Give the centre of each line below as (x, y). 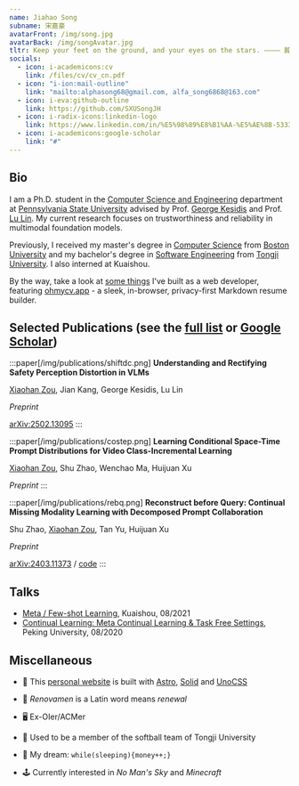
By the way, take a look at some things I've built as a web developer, (134, 280)
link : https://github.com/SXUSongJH (93, 109)
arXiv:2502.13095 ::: (46, 425)
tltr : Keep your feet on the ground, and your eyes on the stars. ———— (145, 51)
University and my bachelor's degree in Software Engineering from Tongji (144, 254)
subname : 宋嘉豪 (37, 26)
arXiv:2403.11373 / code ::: (58, 564)
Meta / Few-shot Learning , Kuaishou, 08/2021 (106, 613)
